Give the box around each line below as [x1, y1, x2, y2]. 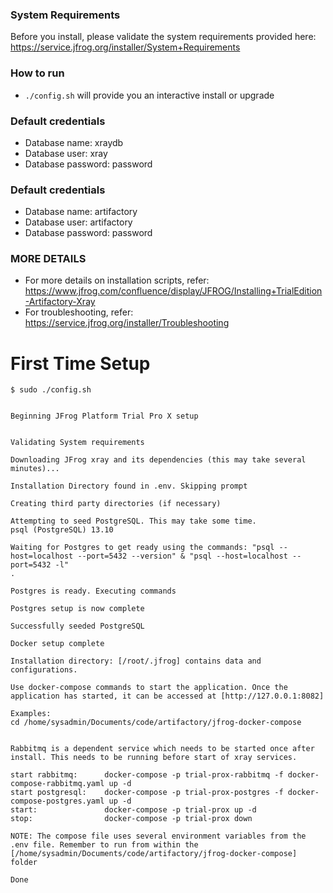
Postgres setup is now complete [10, 604, 145, 614]
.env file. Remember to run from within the [10, 840, 199, 850]
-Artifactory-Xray [24, 296, 96, 308]
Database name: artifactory [24, 206, 138, 218]
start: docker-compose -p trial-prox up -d [10, 805, 257, 815]
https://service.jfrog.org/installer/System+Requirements [10, 41, 241, 53]
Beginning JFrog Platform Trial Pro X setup [10, 411, 199, 422]
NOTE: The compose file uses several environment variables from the [10, 831, 307, 842]
